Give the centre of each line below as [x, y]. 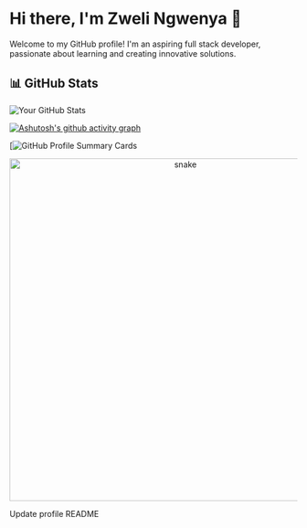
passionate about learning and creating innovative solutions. [123, 53]
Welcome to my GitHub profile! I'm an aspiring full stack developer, [135, 44]
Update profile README [54, 513]
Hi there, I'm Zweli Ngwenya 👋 [126, 19]
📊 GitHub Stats [54, 84]
